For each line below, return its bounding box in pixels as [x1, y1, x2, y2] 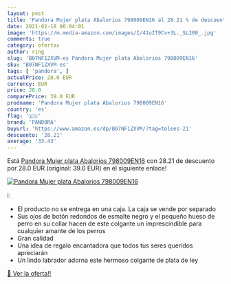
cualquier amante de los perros [16, 227, 106, 235]
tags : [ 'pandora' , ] [7, 67, 69, 74]
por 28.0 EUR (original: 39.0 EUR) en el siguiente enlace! [7, 164, 167, 173]
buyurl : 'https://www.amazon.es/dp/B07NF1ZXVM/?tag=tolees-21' [7, 125, 192, 132]
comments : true [7, 36, 51, 43]
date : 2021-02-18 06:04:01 [7, 23, 85, 30]
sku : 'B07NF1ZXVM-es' [7, 61, 69, 68]
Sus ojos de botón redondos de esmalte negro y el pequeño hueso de [16, 212, 215, 221]
